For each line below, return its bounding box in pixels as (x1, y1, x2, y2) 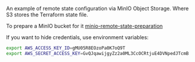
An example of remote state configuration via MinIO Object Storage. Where (6, 5, 189, 12)
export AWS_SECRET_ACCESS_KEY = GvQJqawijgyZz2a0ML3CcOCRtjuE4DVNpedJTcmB (6, 50, 189, 56)
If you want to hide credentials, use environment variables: (6, 34, 149, 40)
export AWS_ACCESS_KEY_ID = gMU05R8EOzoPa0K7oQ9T (6, 45, 126, 51)
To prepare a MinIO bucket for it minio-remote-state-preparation (6, 23, 163, 29)
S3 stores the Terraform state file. (6, 11, 89, 18)
